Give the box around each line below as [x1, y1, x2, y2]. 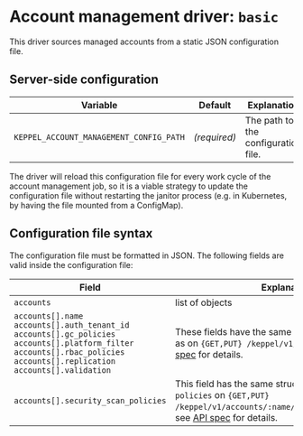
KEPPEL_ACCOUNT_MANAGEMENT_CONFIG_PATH [14, 132, 185, 142]
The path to [244, 114, 295, 126]
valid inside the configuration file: [9, 259, 133, 270]
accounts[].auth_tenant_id [14, 320, 130, 330]
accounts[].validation [14, 365, 111, 376]
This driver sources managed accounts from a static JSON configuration [9, 36, 280, 47]
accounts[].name [14, 311, 84, 321]
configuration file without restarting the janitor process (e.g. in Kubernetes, [9, 190, 288, 200]
